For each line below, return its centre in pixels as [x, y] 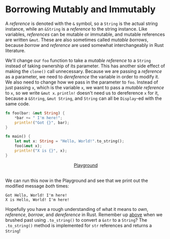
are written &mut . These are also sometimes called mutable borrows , [77, 40]
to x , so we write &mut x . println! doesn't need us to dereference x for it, [82, 93]
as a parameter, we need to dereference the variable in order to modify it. [82, 76]
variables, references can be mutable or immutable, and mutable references [85, 34]
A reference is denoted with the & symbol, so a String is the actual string [82, 23]
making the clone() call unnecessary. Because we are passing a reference [84, 71]
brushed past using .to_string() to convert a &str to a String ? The [76, 220]
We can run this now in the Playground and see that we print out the [77, 180]
